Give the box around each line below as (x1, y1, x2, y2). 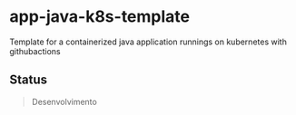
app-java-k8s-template (9, 6, 191, 27)
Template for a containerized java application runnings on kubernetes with (9, 36, 288, 47)
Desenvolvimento (31, 96, 97, 107)
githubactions (9, 45, 61, 56)
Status (9, 72, 48, 88)
